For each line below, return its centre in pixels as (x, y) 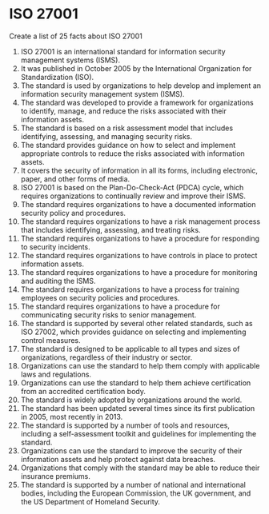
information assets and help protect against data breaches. (118, 459)
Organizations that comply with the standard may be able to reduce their (140, 468)
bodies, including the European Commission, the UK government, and (136, 493)
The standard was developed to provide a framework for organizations (137, 102)
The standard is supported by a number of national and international (133, 484)
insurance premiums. (56, 476)
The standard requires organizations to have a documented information (138, 204)
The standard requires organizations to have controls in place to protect (139, 255)
